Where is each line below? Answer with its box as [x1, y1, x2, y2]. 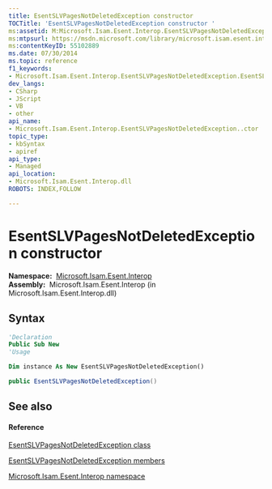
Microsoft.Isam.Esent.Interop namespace [8, 471, 146, 482]
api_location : [8, 170, 57, 178]
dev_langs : [8, 79, 45, 87]
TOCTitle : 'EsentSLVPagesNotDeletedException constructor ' [8, 19, 216, 28]
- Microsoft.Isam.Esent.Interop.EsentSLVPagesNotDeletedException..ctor [8, 125, 259, 133]
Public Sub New [8, 341, 60, 349]
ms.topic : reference [8, 57, 79, 66]
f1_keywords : [8, 65, 53, 73]
